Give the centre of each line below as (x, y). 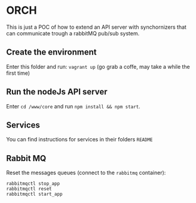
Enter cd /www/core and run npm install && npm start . (73, 106)
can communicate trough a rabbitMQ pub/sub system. (73, 33)
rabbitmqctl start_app (34, 194)
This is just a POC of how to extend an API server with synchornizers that (97, 27)
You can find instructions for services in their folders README (79, 140)
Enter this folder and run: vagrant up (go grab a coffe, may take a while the (98, 66)
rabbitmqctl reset (29, 189)
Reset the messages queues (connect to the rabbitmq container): (86, 173)
